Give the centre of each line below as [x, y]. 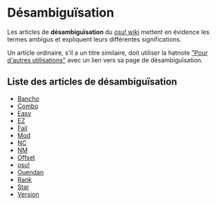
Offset [26, 157]
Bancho [28, 98]
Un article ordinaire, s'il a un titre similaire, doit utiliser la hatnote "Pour [108, 53]
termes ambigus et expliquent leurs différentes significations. [94, 39]
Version [28, 194]
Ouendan [30, 172]
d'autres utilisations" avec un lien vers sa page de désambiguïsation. [105, 60]
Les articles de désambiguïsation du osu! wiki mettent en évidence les [108, 32]
